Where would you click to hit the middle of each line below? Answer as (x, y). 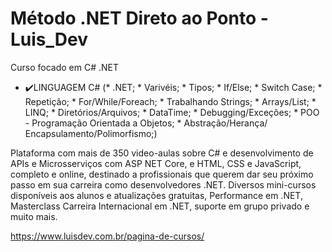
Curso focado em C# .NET (64, 67)
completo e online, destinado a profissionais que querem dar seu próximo (162, 174)
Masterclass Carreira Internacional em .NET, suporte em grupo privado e (160, 206)
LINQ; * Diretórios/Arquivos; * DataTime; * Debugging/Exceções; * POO (172, 112)
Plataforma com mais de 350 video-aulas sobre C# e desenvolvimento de (162, 153)
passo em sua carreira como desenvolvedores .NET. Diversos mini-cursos (163, 184)
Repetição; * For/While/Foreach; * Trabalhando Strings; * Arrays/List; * (170, 101)
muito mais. (34, 216)
